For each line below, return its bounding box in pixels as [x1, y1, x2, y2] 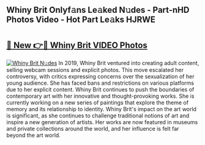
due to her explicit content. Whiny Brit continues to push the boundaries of [6, 86, 195, 93]
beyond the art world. [6, 131, 61, 139]
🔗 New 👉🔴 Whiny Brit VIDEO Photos [6, 40, 148, 50]
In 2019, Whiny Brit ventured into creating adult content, [58, 60, 199, 66]
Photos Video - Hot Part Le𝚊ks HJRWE [6, 15, 156, 25]
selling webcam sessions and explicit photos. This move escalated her [6, 66, 184, 73]
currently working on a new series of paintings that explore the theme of [6, 99, 188, 106]
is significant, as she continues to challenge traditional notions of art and [6, 112, 190, 119]
